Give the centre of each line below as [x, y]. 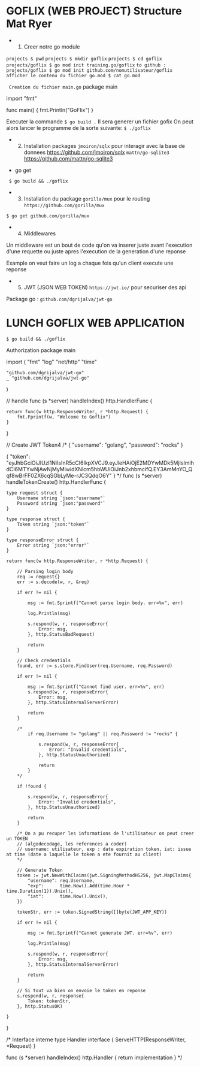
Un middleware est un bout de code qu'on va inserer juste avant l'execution [99, 245]
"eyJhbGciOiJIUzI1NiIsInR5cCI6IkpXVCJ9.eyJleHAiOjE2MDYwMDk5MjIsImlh [100, 463]
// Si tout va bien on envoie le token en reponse [81, 990]
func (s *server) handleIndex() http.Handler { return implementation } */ [94, 1057]
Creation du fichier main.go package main [63, 87]
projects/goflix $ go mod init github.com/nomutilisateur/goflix [89, 70]
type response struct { [36, 519]
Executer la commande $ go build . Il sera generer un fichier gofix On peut [100, 122]
